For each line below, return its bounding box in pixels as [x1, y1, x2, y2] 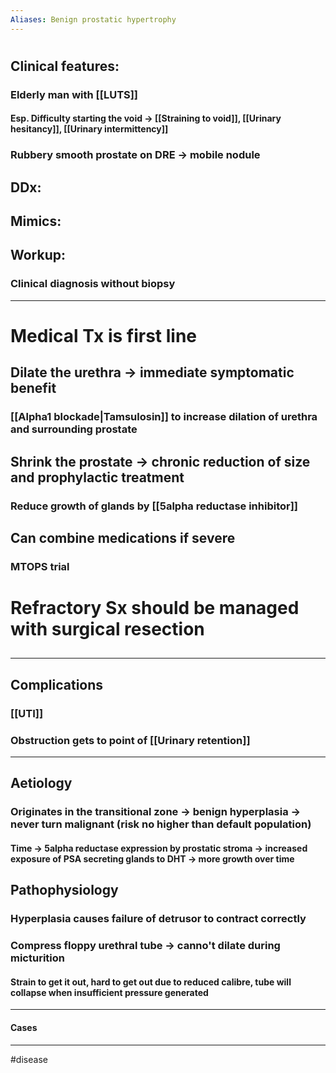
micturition [10, 951, 65, 965]
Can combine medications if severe [10, 529, 236, 546]
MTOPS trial [10, 559, 70, 573]
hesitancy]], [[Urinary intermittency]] [10, 123, 169, 135]
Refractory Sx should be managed [10, 597, 300, 620]
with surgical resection [10, 618, 205, 641]
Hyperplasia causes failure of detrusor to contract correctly [10, 912, 307, 926]
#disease [10, 1053, 48, 1065]
